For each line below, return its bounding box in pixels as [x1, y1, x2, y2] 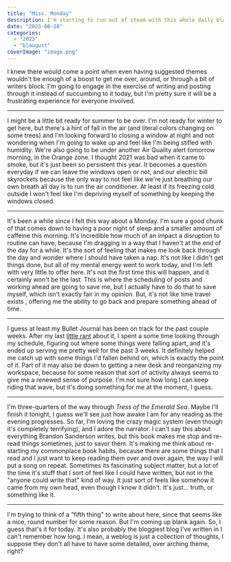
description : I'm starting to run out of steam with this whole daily [7, 17, 214, 23]
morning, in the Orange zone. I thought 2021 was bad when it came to [7, 153, 205, 161]
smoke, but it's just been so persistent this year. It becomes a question [7, 160, 208, 169]
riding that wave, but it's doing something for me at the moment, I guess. [7, 383, 213, 391]
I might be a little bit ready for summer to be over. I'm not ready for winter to [7, 116, 222, 125]
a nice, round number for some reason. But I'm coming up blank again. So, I [7, 517, 221, 525]
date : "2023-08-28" [7, 23, 63, 30]
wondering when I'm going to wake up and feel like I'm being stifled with [7, 138, 212, 147]
